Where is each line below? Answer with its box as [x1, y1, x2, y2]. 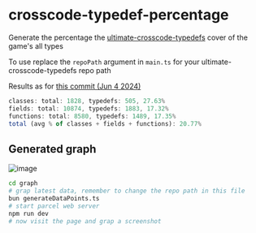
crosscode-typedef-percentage [8, 6, 229, 24]
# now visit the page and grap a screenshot [8, 217, 162, 225]
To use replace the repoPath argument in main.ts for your [8, 57, 200, 67]
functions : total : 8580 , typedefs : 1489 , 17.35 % [8, 112, 176, 120]
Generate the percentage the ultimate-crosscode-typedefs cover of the [8, 32, 248, 42]
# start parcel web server [8, 201, 100, 210]
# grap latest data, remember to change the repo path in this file [8, 187, 245, 196]
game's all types [8, 41, 63, 50]
